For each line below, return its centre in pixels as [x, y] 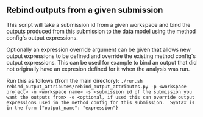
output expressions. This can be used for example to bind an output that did [101, 62]
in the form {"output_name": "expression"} [62, 108]
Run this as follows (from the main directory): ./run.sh [75, 80]
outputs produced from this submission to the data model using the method [101, 31]
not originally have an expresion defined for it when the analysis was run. [98, 69]
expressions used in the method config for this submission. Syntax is [101, 102]
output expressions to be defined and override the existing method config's [101, 56]
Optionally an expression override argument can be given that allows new [98, 49]
